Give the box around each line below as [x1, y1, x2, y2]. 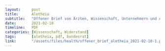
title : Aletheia [5, 12, 50, 17]
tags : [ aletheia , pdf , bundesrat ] [5, 34, 89, 39]
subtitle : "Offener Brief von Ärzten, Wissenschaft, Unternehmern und [5, 16, 157, 21]
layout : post [5, 7, 41, 12]
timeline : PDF [5, 25, 38, 30]
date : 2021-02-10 [5, 20, 54, 26]
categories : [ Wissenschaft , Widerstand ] [5, 30, 89, 34]
